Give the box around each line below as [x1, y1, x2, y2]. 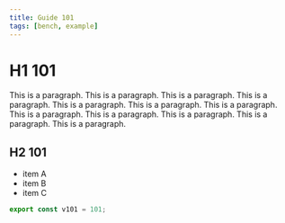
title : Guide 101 [9, 13, 75, 22]
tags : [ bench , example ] [9, 22, 99, 31]
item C [22, 188, 48, 199]
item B [22, 178, 47, 189]
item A [22, 168, 47, 180]
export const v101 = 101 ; [9, 205, 106, 214]
